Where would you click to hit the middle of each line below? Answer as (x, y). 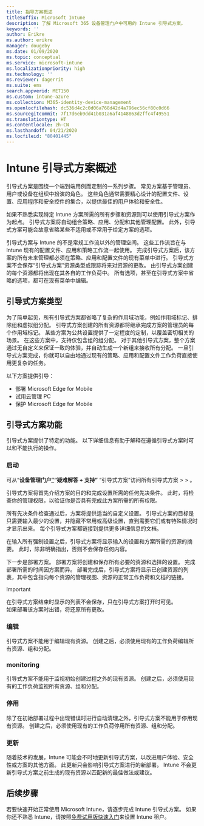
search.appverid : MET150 (38, 91)
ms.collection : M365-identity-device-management (69, 102)
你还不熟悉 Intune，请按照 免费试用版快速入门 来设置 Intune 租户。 (88, 817)
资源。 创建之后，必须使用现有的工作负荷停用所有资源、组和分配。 (94, 725)
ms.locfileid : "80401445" (39, 136)
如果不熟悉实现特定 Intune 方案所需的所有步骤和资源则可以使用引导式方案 (98, 214)
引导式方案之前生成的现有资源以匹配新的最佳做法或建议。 (83, 772)
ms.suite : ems (24, 86)
